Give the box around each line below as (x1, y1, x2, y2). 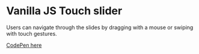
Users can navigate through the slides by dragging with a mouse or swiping (6, 24, 194, 31)
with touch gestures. (6, 30, 57, 37)
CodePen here (6, 42, 42, 49)
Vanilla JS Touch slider (6, 4, 123, 18)
